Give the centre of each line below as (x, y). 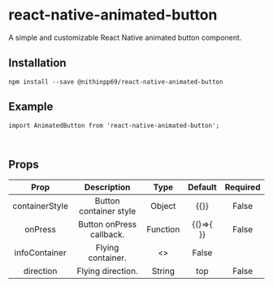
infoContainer (40, 253)
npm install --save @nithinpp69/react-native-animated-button (116, 82)
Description (107, 187)
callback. (108, 235)
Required (243, 187)
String (163, 272)
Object (163, 207)
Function (163, 229)
